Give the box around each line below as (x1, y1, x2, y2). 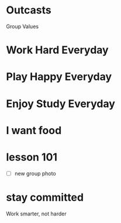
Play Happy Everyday (6, 70, 112, 84)
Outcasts (6, 4, 51, 17)
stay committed (6, 191, 84, 204)
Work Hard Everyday (6, 43, 109, 57)
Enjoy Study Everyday (6, 97, 116, 110)
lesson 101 (6, 150, 57, 164)
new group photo (14, 170, 57, 177)
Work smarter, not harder (6, 210, 67, 217)
